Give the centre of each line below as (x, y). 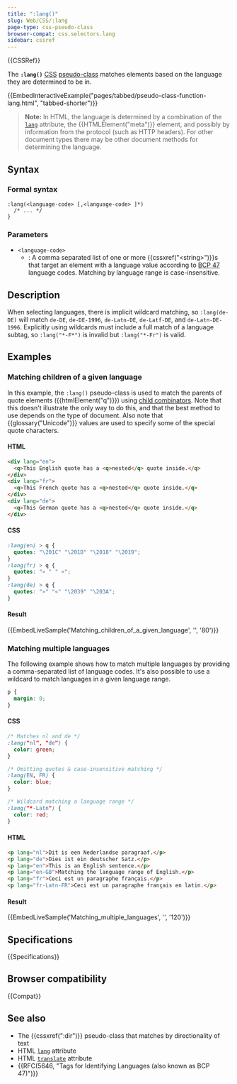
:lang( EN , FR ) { (31, 776)
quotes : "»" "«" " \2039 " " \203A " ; (64, 592)
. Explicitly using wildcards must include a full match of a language (117, 327)
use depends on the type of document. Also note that (85, 415)
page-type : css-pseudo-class (50, 27)
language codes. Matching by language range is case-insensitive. (124, 273)
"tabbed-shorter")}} (69, 103)
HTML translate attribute (55, 1058)
